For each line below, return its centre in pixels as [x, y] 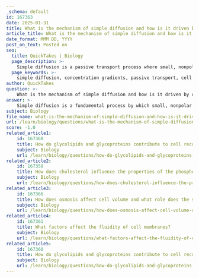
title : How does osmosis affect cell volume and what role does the [103, 200]
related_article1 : [29, 133]
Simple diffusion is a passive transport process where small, [97, 67]
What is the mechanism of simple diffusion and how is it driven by [103, 94]
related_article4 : [29, 216]
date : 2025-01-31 [28, 23]
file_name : [20, 116]
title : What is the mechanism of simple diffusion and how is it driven [98, 28]
